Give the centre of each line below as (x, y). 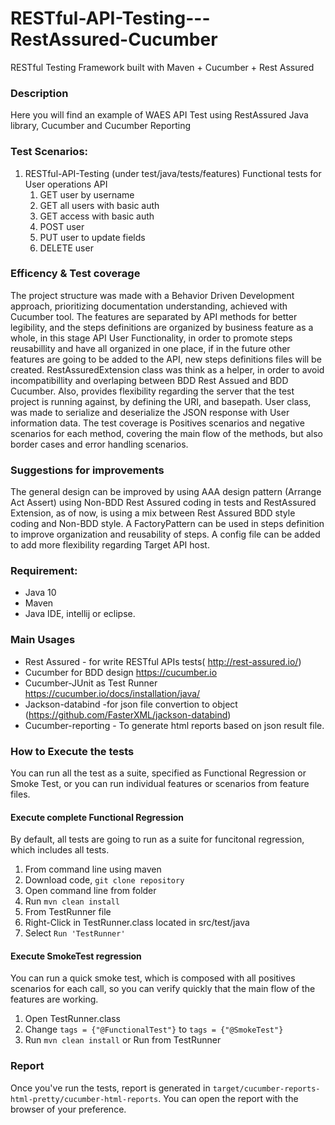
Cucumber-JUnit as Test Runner (91, 683)
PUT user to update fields (92, 237)
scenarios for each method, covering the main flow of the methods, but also (166, 433)
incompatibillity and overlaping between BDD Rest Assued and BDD (149, 380)
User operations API (66, 184)
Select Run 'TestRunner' (75, 933)
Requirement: (44, 571)
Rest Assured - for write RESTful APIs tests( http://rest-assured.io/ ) (163, 661)
